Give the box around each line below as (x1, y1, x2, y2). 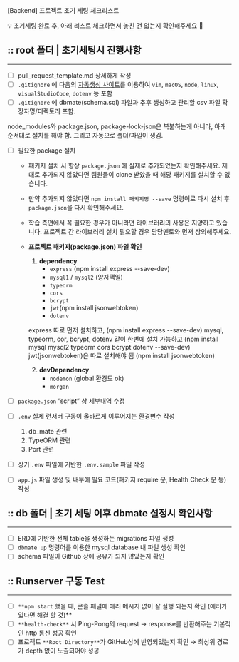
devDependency (38, 366, 90, 375)
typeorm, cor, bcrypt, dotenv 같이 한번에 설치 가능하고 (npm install (28, 335, 219, 344)
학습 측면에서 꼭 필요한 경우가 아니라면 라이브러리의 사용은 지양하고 (28, 218, 215, 227)
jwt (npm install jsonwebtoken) (49, 304, 139, 312)
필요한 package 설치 (17, 146, 76, 155)
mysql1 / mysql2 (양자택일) (49, 273, 123, 282)
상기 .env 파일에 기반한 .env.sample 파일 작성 (17, 460, 146, 469)
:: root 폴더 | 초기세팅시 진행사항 (7, 44, 142, 56)
